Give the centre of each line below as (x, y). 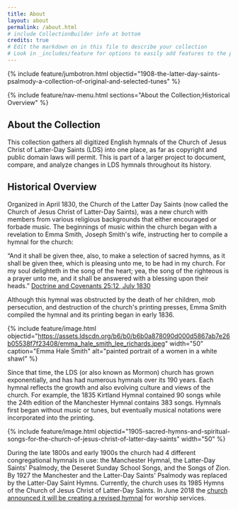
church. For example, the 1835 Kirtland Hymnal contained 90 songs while (114, 395)
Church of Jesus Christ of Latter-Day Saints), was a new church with (108, 212)
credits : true (28, 40)
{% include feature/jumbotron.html (58, 73)
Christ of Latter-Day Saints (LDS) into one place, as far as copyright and (112, 149)
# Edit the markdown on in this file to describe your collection (107, 47)
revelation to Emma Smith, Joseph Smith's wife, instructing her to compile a (118, 234)
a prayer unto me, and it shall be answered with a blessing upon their (108, 278)
